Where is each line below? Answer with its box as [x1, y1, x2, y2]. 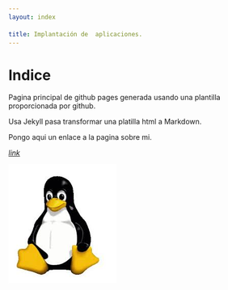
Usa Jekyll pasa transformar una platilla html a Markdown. [8, 117, 202, 127]
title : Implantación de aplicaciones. [8, 30, 143, 38]
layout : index [8, 13, 57, 21]
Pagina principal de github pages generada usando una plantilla [8, 93, 221, 103]
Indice [8, 65, 51, 84]
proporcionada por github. [8, 101, 96, 111]
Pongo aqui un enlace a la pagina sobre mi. [8, 132, 152, 142]
